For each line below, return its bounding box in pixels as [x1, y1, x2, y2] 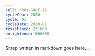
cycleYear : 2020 [5, 12, 40, 17]
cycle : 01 [5, 17, 27, 22]
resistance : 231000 [5, 26, 47, 32]
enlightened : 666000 [5, 31, 50, 36]
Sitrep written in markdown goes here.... [5, 45, 90, 51]
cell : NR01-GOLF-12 [5, 7, 47, 13]
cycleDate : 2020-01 [5, 21, 47, 27]
